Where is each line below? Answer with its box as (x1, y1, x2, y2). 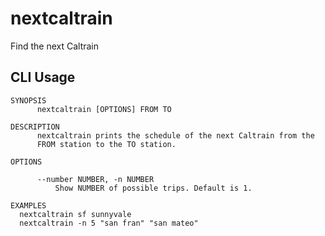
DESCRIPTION (10, 122, 60, 132)
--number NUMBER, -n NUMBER (36, 174, 155, 184)
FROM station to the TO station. (36, 139, 177, 149)
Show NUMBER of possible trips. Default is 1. (54, 183, 253, 193)
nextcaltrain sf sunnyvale (19, 209, 132, 219)
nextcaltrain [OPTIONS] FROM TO (36, 104, 172, 114)
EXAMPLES (10, 200, 47, 211)
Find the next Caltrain (10, 40, 100, 52)
